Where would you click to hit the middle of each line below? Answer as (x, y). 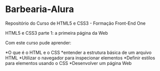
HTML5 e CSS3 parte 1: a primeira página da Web (57, 33)
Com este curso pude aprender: (38, 43)
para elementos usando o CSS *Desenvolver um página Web (68, 63)
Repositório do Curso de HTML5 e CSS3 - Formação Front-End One (75, 23)
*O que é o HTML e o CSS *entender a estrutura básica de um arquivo (78, 52)
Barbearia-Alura (40, 9)
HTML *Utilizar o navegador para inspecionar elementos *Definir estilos (80, 58)
